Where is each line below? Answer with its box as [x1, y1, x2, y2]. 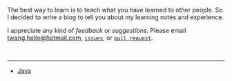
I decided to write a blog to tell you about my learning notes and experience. [7, 13, 224, 21]
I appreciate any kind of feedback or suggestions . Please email [7, 27, 186, 34]
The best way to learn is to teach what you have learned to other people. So [7, 6, 223, 14]
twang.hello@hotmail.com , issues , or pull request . [7, 34, 153, 42]
